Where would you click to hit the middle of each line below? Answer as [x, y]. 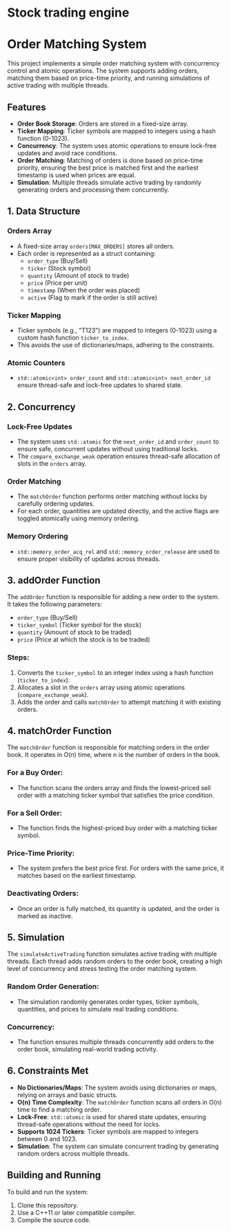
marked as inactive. [45, 916]
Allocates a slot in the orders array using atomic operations [101, 687]
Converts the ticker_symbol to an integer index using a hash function [115, 672]
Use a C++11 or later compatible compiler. [77, 1212]
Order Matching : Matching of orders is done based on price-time [110, 160]
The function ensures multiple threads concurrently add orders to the [115, 1042]
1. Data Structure [44, 211]
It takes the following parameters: [54, 604]
